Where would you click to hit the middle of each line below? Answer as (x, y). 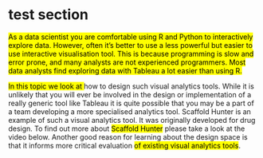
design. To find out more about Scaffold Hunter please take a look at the (127, 128)
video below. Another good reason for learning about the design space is (128, 136)
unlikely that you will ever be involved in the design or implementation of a (130, 94)
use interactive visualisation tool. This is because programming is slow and (131, 53)
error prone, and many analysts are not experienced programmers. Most (127, 62)
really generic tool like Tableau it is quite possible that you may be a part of (131, 103)
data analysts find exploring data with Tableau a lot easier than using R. (126, 70)
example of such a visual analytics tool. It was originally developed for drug (132, 120)
